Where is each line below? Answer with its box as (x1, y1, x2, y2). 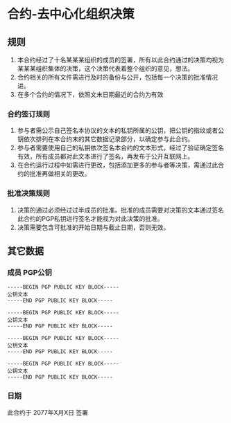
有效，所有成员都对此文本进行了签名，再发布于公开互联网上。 (17, 152, 194, 161)
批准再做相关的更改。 (29, 170, 91, 178)
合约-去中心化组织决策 (7, 6, 135, 22)
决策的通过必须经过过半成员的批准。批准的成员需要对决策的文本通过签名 (17, 206, 224, 214)
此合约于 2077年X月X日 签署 (7, 408, 89, 416)
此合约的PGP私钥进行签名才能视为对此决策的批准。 (17, 214, 164, 222)
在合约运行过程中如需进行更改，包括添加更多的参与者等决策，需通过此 (17, 161, 219, 170)
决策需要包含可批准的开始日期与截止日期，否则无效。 (17, 223, 170, 231)
